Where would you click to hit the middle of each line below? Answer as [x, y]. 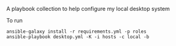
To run [15, 20]
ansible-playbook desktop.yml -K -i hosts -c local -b [78, 37]
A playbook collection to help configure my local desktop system [88, 9]
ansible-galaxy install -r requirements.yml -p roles [77, 31]
